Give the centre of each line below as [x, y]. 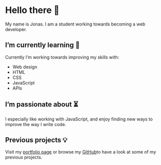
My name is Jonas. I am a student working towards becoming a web [75, 24]
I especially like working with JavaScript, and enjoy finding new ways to [79, 119]
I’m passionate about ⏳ [42, 104]
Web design [25, 66]
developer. [16, 29]
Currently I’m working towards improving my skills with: [62, 57]
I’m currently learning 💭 [42, 45]
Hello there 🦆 [32, 10]
